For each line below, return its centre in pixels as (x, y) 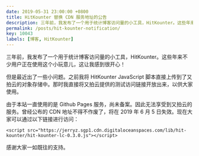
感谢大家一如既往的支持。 (37, 147)
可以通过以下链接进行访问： (45, 119)
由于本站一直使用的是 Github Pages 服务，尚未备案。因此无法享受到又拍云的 (99, 104)
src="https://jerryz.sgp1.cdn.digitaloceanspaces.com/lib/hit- (107, 130)
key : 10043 (20, 34)
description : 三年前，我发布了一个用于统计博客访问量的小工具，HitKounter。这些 (96, 23)
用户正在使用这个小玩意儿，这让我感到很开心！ (68, 64)
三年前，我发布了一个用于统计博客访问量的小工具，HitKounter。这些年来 (94, 57)
